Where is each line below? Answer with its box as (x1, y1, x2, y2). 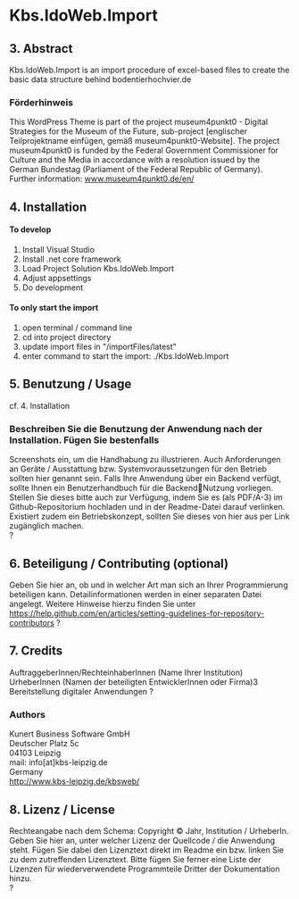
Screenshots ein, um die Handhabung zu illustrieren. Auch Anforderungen (9, 454, 281, 465)
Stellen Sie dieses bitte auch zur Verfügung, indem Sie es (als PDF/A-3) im (9, 492, 283, 503)
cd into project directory (21, 332, 112, 343)
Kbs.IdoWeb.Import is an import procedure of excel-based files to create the (9, 64, 290, 75)
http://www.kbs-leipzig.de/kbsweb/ (9, 776, 140, 787)
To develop (9, 224, 52, 235)
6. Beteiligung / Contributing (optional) (9, 555, 229, 571)
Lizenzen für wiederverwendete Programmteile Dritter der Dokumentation (9, 863, 280, 874)
